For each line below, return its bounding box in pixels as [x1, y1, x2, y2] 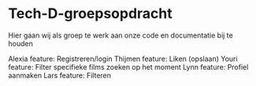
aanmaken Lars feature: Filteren [8, 70, 112, 80]
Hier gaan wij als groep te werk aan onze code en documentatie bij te [8, 30, 234, 40]
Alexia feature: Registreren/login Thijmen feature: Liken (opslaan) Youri [8, 54, 238, 63]
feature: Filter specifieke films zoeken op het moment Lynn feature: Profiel [8, 62, 249, 71]
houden [8, 38, 33, 48]
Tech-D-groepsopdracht [8, 5, 173, 23]
